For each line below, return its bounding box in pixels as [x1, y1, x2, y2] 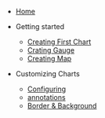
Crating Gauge [27, 46, 75, 54]
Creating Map [27, 54, 72, 63]
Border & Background [27, 101, 97, 110]
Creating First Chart [27, 37, 92, 46]
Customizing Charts [15, 69, 80, 78]
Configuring [27, 84, 67, 94]
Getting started [15, 22, 65, 31]
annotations [27, 93, 66, 101]
